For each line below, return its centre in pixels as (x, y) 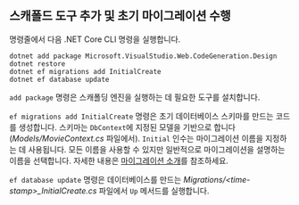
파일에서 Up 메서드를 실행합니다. (154, 191)
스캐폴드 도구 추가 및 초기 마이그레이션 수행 (120, 16)
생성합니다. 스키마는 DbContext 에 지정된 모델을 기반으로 (115, 127)
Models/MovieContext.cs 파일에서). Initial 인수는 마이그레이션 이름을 (137, 138)
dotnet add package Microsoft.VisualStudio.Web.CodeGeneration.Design (143, 56)
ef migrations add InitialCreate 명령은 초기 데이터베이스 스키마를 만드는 (141, 116)
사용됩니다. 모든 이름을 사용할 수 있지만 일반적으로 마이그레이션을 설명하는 (157, 149)
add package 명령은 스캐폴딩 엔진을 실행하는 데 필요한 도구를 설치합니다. (135, 97)
